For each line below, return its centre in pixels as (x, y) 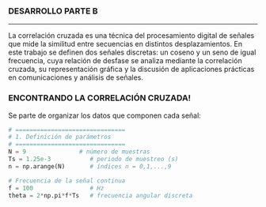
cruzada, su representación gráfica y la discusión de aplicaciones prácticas (131, 70)
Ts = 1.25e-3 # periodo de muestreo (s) (93, 160)
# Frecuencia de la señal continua (67, 181)
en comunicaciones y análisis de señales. (76, 77)
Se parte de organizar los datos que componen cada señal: (105, 115)
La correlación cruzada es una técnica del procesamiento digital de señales (131, 36)
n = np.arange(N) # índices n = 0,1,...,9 (90, 166)
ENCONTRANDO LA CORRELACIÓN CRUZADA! (100, 98)
